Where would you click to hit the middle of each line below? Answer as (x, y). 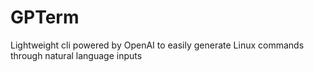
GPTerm (45, 17)
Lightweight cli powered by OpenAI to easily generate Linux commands (157, 45)
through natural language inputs (76, 55)
